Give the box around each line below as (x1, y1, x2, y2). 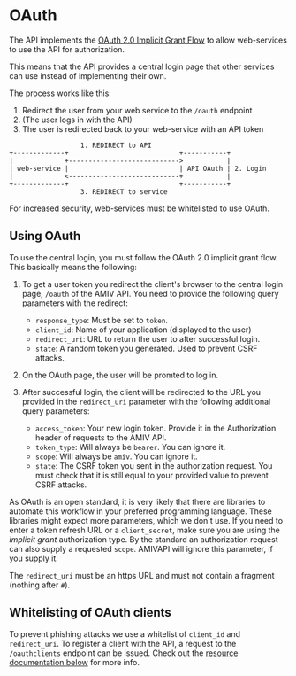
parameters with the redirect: (21, 298, 128, 308)
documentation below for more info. (9, 657, 140, 667)
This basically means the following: (9, 261, 137, 272)
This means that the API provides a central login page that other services (9, 61, 275, 72)
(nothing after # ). (9, 579, 71, 590)
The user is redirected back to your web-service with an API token (21, 123, 264, 134)
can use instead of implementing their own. (9, 70, 167, 81)
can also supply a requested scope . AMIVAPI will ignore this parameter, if (9, 543, 274, 554)
